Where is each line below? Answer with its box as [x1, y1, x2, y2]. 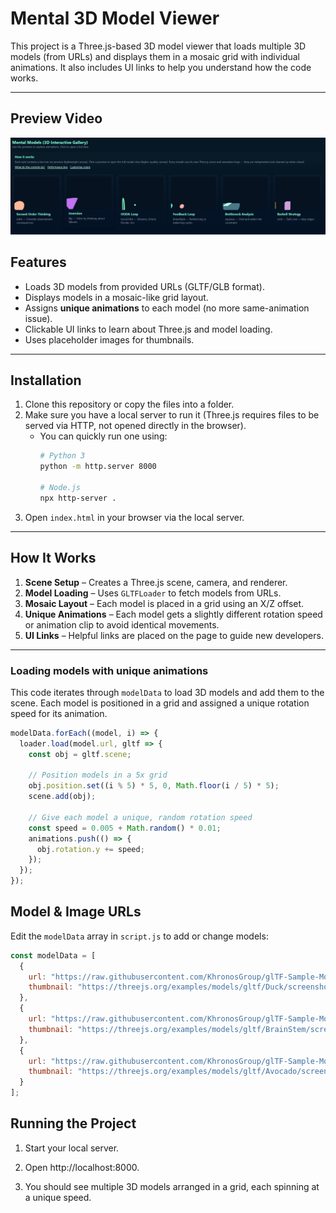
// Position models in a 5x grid [28, 770, 168, 781]
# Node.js [39, 483, 82, 493]
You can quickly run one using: [39, 430, 168, 442]
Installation [10, 372, 82, 389]
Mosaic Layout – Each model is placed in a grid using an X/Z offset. [24, 597, 305, 609]
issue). [24, 312, 53, 324]
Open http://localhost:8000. [24, 1161, 140, 1173]
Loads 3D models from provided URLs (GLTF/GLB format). [24, 280, 265, 292]
